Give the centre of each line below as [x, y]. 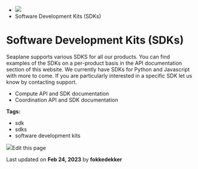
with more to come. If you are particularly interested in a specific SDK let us [99, 76]
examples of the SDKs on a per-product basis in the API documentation [94, 63]
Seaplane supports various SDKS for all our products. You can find [88, 57]
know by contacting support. [42, 82]
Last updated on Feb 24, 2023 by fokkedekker [64, 159]
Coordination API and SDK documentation [66, 100]
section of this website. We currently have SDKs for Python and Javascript [98, 69]
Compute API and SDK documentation [62, 93]
